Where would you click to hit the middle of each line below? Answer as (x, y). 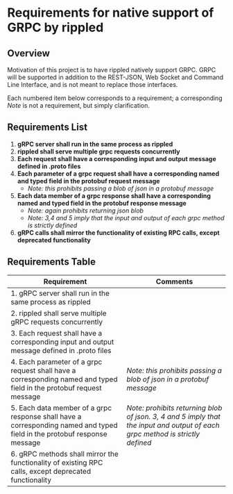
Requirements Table (51, 262)
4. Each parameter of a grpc (57, 361)
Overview (29, 53)
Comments (174, 281)
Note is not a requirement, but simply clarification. (79, 105)
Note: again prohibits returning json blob (86, 211)
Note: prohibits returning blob (174, 408)
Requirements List (48, 127)
